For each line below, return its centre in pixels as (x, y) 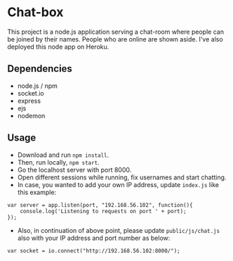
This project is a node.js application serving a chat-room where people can (116, 32)
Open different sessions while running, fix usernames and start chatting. (122, 177)
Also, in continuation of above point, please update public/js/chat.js (118, 230)
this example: (37, 192)
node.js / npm (38, 86)
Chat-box (35, 12)
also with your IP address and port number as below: (94, 238)
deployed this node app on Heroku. (58, 46)
